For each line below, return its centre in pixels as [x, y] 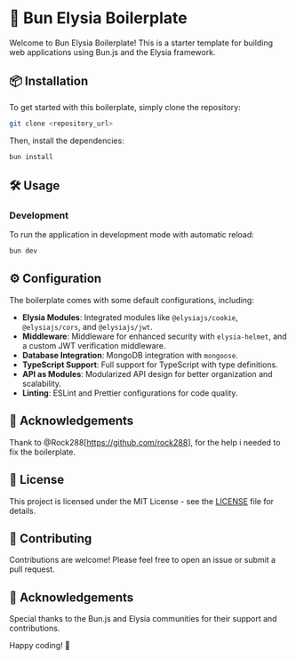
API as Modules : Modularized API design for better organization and [147, 374]
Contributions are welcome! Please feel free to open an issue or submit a [143, 560]
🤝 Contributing [51, 538]
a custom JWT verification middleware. [94, 345]
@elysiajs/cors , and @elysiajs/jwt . [87, 326]
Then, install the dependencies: [67, 141]
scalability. [42, 383]
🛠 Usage [35, 185]
